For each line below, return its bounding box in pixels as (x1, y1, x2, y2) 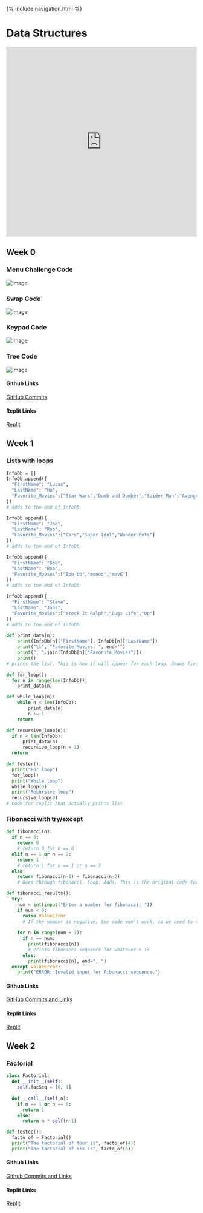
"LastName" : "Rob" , (11, 526, 61, 533)
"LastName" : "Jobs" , (11, 604, 63, 610)
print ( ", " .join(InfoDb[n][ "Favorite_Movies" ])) (17, 649, 142, 656)
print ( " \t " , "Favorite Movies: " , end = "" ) (17, 644, 126, 650)
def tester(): (6, 761, 42, 767)
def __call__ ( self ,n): (11, 1095, 69, 1101)
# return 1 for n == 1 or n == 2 (17, 862, 101, 868)
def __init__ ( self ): (11, 1078, 63, 1085)
